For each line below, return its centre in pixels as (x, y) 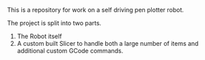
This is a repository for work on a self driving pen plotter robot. (96, 10)
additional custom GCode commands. (70, 51)
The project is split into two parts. (54, 23)
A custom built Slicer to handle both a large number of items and (108, 43)
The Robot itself (39, 36)
